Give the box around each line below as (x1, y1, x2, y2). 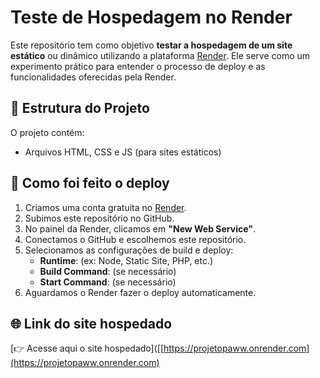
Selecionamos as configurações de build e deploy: (24, 244, 234, 256)
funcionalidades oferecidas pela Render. (10, 71, 177, 83)
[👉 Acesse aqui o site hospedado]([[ (10, 342, 164, 355)
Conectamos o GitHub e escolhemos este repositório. (24, 233, 247, 245)
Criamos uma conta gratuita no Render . (24, 201, 187, 213)
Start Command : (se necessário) (39, 276, 177, 288)
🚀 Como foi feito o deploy (10, 175, 170, 192)
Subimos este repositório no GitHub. (24, 212, 175, 224)
